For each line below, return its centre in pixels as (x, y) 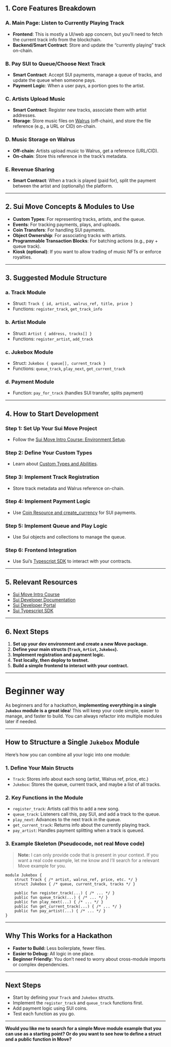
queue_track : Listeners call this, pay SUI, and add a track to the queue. (86, 814)
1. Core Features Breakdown (51, 8)
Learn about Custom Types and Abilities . (55, 464)
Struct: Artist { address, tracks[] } (52, 333)
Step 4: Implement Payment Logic (48, 501)
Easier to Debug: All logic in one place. (54, 953)
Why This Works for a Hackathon (59, 936)
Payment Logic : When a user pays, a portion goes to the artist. (79, 85)
